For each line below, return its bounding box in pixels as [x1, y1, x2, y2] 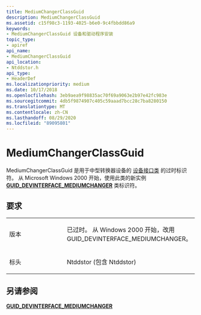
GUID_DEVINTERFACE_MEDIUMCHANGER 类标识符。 [6, 182, 141, 189]
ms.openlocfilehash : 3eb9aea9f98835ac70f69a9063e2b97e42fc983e [6, 92, 167, 98]
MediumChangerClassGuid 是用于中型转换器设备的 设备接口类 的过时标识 [6, 167, 187, 174]
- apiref [6, 43, 28, 49]
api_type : [6, 70, 31, 76]
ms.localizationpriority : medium [6, 82, 90, 88]
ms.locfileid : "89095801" [6, 121, 71, 127]
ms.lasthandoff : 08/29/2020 [6, 115, 77, 121]
